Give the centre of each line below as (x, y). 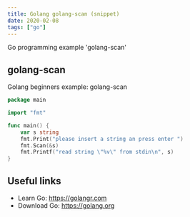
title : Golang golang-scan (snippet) (64, 14)
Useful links (35, 181)
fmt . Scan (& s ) (40, 145)
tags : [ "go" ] (27, 27)
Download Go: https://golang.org (66, 206)
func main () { (29, 125)
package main (27, 100)
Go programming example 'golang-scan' (67, 48)
